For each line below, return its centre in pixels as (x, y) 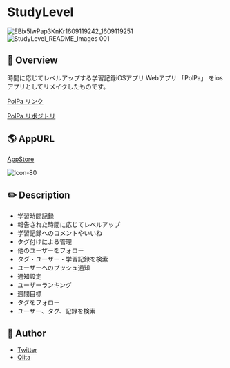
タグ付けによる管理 (45, 242)
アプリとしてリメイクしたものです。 (58, 86)
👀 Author (27, 333)
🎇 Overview (32, 61)
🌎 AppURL (31, 139)
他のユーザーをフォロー (50, 250)
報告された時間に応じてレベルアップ (69, 225)
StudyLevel (40, 12)
